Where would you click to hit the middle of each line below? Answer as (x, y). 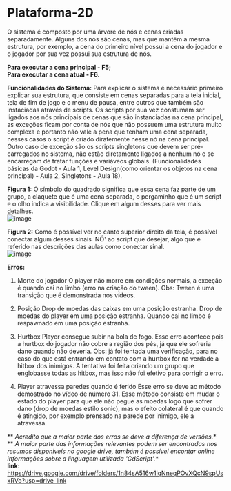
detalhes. (20, 211)
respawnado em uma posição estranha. (73, 323)
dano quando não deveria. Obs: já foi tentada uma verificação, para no (118, 351)
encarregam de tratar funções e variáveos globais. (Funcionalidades (104, 161)
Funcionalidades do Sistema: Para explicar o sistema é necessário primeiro (115, 88)
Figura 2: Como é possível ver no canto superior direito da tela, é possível (112, 232)
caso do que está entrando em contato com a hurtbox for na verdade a (118, 358)
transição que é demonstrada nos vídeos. (76, 295)
